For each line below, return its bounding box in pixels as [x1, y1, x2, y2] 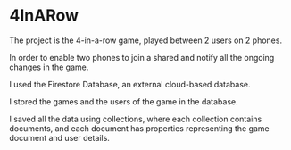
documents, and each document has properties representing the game [9, 122, 270, 134]
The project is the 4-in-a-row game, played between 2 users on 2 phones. [9, 35, 283, 46]
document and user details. [9, 132, 110, 143]
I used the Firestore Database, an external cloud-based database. [9, 79, 251, 89]
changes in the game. [9, 62, 89, 72]
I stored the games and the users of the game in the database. [9, 96, 238, 107]
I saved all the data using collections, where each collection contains [9, 113, 262, 124]
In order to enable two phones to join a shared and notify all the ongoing [9, 52, 275, 62]
